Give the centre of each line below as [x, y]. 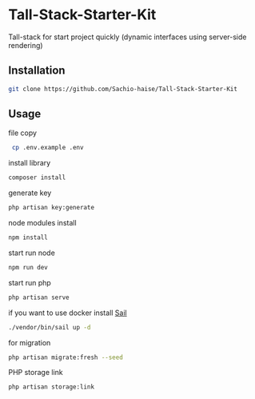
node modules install [43, 223]
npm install [28, 237]
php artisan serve [39, 297]
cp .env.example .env [48, 148]
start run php [30, 282]
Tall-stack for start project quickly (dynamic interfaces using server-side [127, 37]
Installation [37, 71]
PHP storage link [36, 373]
